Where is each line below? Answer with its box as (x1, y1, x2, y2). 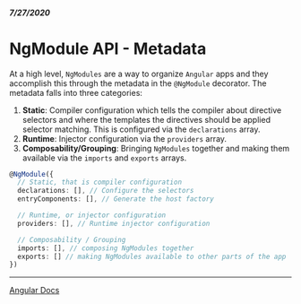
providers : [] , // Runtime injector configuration (17, 219, 211, 228)
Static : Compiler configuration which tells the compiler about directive (21, 104, 282, 116)
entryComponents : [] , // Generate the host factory (17, 195, 215, 204)
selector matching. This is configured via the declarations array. (21, 124, 262, 135)
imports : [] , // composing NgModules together (17, 243, 194, 253)
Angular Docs (9, 285, 60, 296)
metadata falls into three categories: (9, 87, 143, 98)
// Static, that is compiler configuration (17, 178, 182, 187)
